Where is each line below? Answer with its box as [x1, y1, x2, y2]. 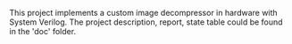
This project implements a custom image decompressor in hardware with [9, 8, 279, 18]
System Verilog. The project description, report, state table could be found [9, 17, 283, 27]
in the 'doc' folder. [9, 26, 77, 36]
